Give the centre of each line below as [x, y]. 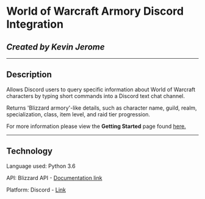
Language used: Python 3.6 [41, 166]
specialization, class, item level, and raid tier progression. [78, 114]
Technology [30, 151]
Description [29, 75]
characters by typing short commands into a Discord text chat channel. [95, 96]
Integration [35, 24]
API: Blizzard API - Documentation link [54, 178]
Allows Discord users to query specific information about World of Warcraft [101, 89]
